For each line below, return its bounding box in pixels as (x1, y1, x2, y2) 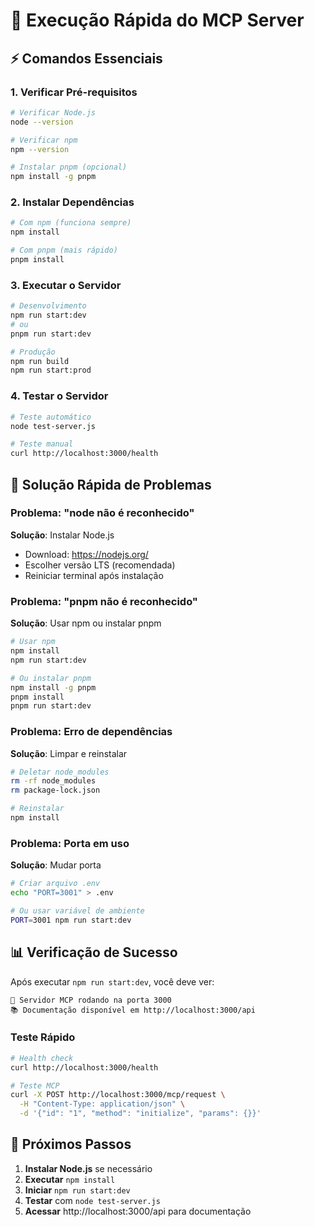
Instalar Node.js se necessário (24, 1162, 153, 1174)
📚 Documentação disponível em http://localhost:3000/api (10, 1005, 256, 1015)
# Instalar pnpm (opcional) (10, 162, 128, 173)
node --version (10, 117, 74, 127)
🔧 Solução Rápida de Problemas (10, 476, 212, 493)
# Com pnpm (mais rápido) (10, 245, 118, 256)
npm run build (10, 356, 70, 366)
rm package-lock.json (10, 785, 101, 796)
